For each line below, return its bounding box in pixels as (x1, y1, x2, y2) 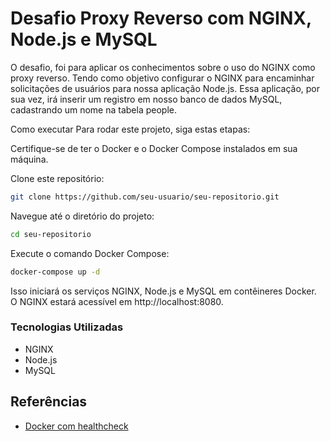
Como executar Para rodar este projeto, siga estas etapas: (10, 123, 251, 135)
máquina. (10, 153, 49, 165)
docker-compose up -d (10, 267, 101, 277)
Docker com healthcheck (24, 420, 129, 432)
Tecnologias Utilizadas (10, 320, 124, 334)
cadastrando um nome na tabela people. (10, 103, 178, 116)
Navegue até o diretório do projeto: (10, 210, 155, 222)
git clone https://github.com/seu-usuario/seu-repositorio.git (10, 192, 280, 202)
